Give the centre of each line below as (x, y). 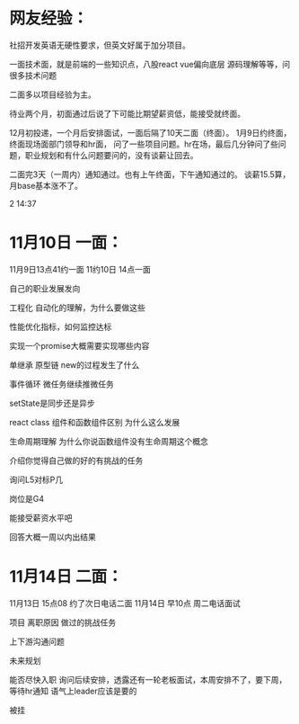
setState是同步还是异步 (53, 403)
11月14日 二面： (66, 577)
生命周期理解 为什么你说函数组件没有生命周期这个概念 (109, 441)
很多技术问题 (33, 75)
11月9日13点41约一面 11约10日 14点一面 (80, 269)
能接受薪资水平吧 (41, 517)
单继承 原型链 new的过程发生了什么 (75, 364)
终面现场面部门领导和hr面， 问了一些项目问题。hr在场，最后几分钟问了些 (144, 144)
